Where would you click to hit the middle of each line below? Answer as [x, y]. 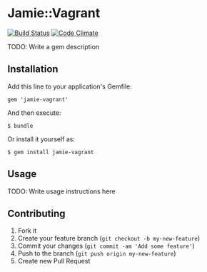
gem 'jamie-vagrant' [38, 99]
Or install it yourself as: [41, 139]
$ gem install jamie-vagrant [51, 152]
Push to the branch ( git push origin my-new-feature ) [97, 253]
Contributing [36, 213]
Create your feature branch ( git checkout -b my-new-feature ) [109, 238]
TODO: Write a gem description [54, 46]
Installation [33, 69]
